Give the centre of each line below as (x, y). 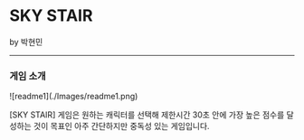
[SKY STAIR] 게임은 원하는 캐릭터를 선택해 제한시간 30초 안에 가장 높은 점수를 (147, 115)
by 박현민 (26, 42)
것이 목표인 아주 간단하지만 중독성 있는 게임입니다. (121, 126)
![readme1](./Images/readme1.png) (74, 97)
